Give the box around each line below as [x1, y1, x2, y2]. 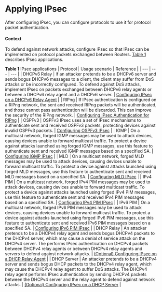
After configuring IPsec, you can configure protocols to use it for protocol [5, 19, 151, 25]
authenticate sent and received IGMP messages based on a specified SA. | [5, 148, 153, 154]
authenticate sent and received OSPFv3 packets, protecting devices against [5, 122, 156, 129]
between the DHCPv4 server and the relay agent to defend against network [5, 277, 155, 282]
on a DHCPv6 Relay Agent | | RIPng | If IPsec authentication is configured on [5, 97, 157, 102]
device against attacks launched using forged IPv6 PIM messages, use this [5, 215, 154, 221]
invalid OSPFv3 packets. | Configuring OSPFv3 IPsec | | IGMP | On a [5, 128, 140, 133]
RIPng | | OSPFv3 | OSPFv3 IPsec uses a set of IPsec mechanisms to [5, 117, 141, 123]
